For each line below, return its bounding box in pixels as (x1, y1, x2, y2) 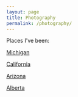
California (6, 60, 31, 68)
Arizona (6, 73, 26, 80)
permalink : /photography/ (6, 20, 72, 26)
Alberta (6, 84, 25, 92)
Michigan (6, 49, 30, 56)
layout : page (6, 9, 40, 15)
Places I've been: (6, 37, 50, 45)
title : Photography (6, 15, 56, 21)
